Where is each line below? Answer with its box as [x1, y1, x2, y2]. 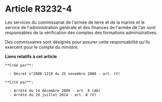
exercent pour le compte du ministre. [5, 44, 79, 50]
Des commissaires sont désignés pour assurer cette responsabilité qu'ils [5, 39, 150, 44]
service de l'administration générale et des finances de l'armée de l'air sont [5, 24, 156, 30]
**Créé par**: [5, 63, 34, 68]
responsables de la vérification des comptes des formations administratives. [5, 29, 158, 35]
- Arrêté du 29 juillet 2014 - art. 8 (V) [9, 92, 97, 97]
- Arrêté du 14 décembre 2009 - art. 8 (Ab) [9, 88, 101, 93]
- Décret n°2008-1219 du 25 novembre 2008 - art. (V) [9, 71, 120, 76]
